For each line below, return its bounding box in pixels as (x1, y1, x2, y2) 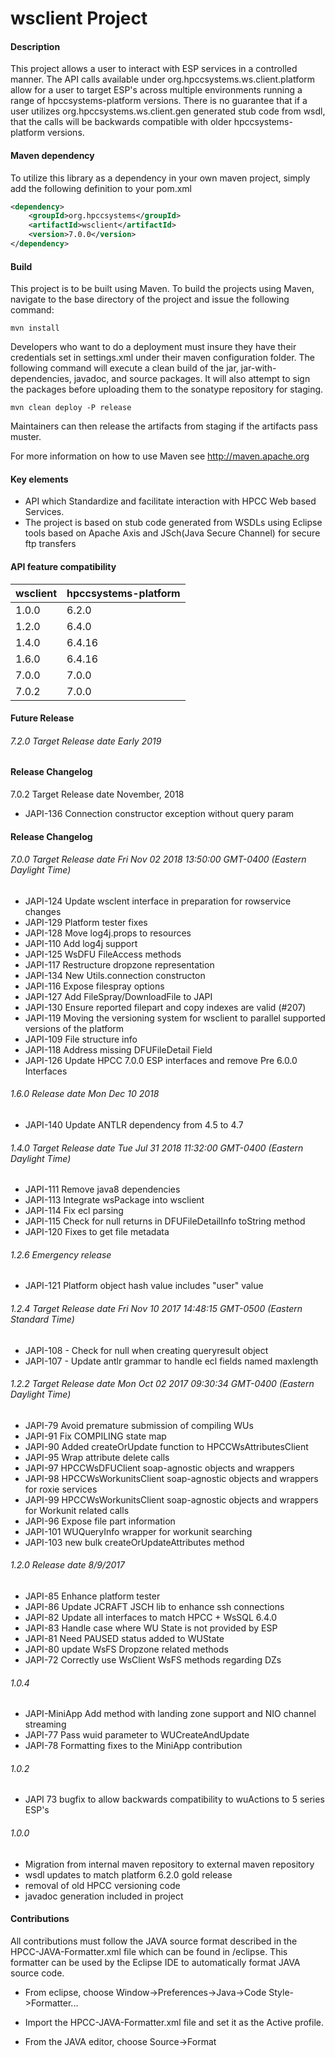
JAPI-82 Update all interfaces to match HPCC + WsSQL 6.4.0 (24, 1612, 278, 1623)
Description (10, 40, 61, 52)
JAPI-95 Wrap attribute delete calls (24, 1451, 170, 1463)
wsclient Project (10, 7, 148, 30)
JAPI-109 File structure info (24, 1033, 138, 1045)
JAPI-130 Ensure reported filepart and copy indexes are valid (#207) (24, 1001, 307, 1013)
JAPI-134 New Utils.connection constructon (24, 969, 206, 981)
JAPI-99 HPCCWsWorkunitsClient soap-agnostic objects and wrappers (24, 1493, 319, 1506)
